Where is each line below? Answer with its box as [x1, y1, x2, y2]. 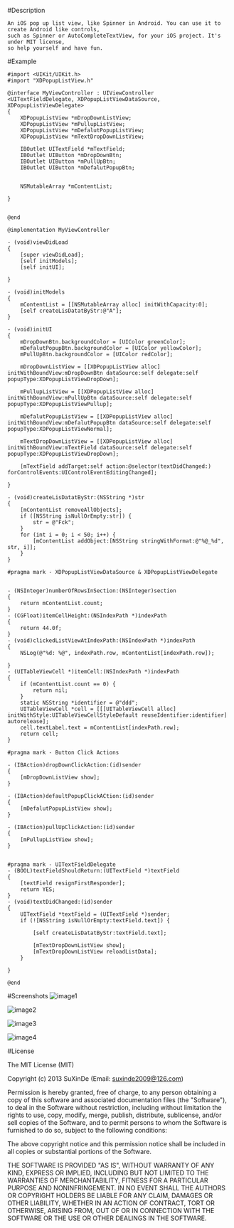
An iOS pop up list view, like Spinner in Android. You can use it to [7, 20, 221, 27]
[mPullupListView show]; [20, 836, 94, 843]
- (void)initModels [7, 289, 65, 296]
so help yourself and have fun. [7, 45, 103, 52]
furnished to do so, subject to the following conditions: [7, 1126, 167, 1134]
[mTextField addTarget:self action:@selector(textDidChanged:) [20, 463, 212, 470]
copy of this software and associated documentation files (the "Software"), [7, 1096, 228, 1104]
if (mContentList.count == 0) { [20, 680, 116, 688]
